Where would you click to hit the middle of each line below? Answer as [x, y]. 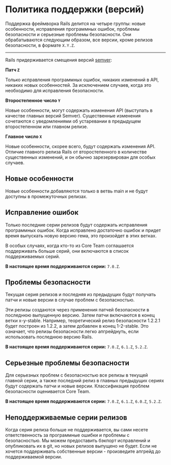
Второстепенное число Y [33, 100]
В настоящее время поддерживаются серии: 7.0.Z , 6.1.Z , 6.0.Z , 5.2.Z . [83, 401]
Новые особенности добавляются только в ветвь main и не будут [77, 191]
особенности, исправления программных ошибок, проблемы [73, 29]
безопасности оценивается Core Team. [48, 391]
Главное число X [24, 136]
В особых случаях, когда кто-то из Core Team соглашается [69, 246]
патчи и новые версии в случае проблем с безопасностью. [70, 300]
